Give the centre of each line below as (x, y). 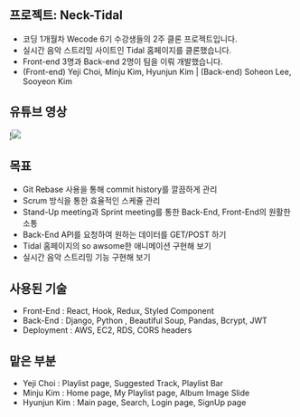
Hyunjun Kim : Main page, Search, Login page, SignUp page (134, 403)
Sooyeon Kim (47, 81)
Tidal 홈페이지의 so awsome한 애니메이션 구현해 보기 (117, 246)
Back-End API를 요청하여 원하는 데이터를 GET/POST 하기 (124, 235)
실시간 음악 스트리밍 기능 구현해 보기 (86, 257)
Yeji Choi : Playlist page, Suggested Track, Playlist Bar (123, 384)
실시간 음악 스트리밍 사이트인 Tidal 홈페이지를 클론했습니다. (127, 50)
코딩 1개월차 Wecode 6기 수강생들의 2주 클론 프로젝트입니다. (130, 39)
